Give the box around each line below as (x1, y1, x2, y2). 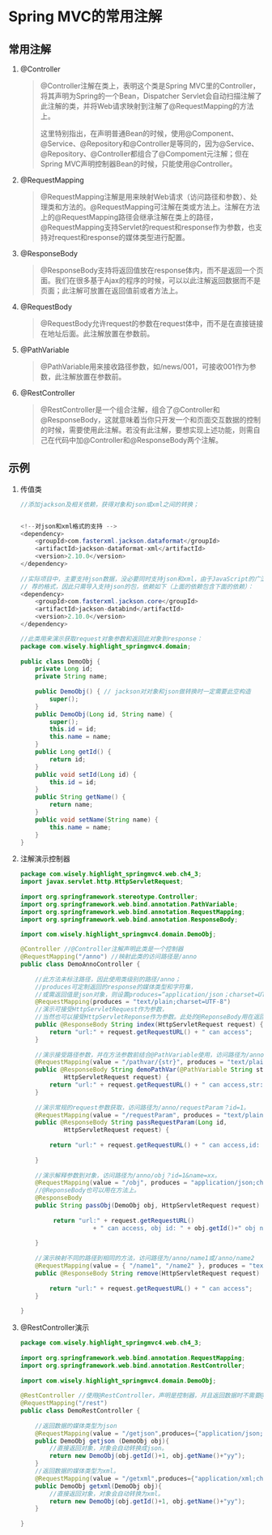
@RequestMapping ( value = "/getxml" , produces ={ (35, 1474, 195, 1482)
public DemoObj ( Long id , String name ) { (35, 710, 173, 718)
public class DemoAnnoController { (19, 960, 141, 969)
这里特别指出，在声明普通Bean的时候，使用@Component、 (40, 129, 239, 138)
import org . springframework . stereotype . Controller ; (19, 893, 198, 901)
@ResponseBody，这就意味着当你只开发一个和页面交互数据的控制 (40, 415, 261, 424)
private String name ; (35, 672, 108, 681)
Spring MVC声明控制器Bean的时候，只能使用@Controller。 (40, 159, 237, 169)
